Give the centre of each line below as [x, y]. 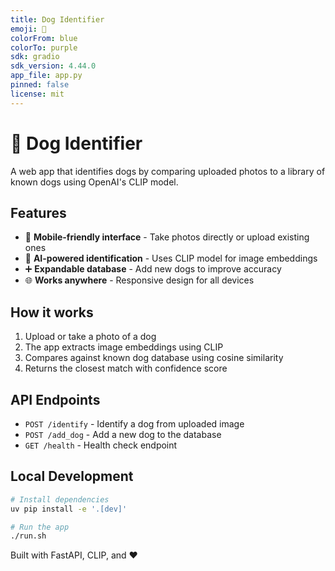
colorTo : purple [44, 47]
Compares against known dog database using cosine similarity [154, 358]
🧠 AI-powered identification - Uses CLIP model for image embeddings [171, 258]
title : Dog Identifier [57, 19]
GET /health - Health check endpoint [101, 445]
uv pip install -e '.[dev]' [69, 509]
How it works [52, 312]
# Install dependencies [60, 499]
